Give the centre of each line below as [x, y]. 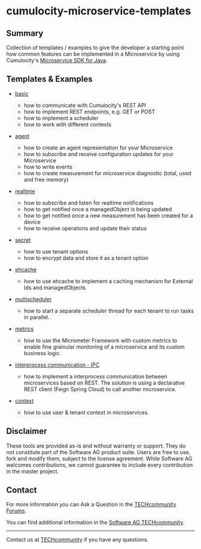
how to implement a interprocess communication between [95, 376]
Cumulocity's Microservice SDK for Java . [57, 60]
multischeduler [33, 299]
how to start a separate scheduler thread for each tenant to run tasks [109, 311]
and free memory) [46, 179]
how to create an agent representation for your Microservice [98, 148]
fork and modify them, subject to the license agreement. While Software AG [99, 458]
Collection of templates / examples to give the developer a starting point [95, 47]
